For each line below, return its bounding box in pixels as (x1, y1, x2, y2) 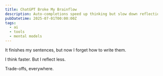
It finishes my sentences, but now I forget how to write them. (5, 47, 127, 53)
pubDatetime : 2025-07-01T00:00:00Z (5, 16, 77, 21)
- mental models (9, 34, 42, 39)
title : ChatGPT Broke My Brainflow (5, 7, 77, 12)
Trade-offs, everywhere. (5, 65, 54, 71)
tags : (5, 20, 16, 25)
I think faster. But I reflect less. (5, 56, 66, 62)
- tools (9, 29, 25, 34)
